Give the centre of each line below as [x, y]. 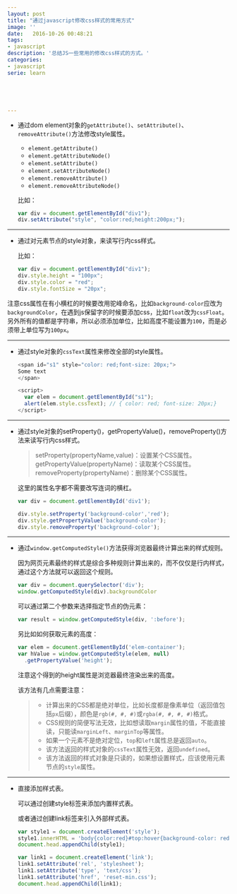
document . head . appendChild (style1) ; [71, 845]
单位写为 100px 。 [49, 330]
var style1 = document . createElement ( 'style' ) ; [89, 832]
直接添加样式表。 [42, 788]
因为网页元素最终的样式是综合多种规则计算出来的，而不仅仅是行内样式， [122, 563]
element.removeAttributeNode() [74, 186]
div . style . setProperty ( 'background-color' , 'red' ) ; [93, 514]
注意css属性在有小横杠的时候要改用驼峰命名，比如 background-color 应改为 [115, 303]
